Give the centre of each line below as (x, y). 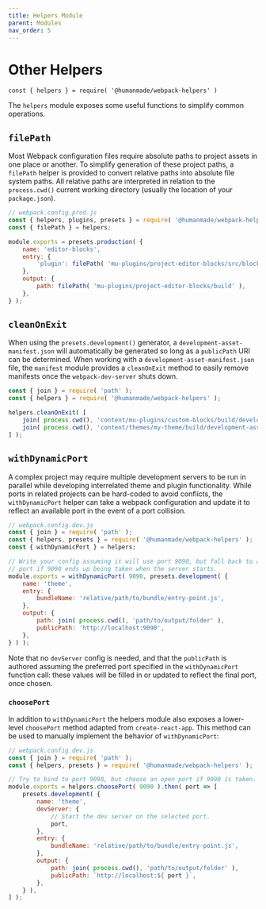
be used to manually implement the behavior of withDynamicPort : (114, 736)
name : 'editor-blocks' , (62, 249)
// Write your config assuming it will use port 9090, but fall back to (131, 561)
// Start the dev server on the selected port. (131, 816)
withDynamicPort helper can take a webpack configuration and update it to (129, 502)
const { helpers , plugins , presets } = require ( (90, 220)
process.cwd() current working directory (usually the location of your (120, 190)
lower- (234, 718)
